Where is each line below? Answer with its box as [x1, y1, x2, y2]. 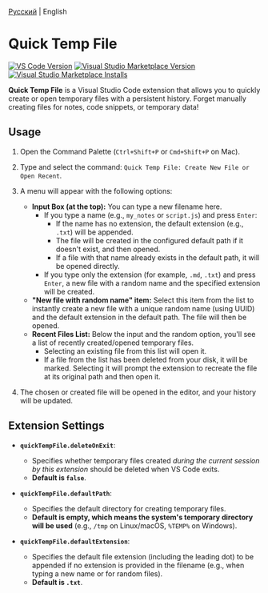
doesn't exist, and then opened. [55, 244, 161, 254]
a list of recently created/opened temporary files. [31, 338, 194, 347]
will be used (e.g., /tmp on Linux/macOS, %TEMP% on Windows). [31, 520, 238, 531]
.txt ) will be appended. [55, 227, 134, 237]
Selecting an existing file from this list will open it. [43, 346, 207, 355]
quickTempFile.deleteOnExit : [19, 440, 116, 450]
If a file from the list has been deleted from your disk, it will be [43, 355, 248, 364]
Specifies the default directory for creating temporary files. [31, 503, 226, 513]
